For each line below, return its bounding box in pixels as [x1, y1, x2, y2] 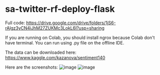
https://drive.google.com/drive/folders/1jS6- [26, 20, 116, 26]
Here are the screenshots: [5, 64, 58, 70]
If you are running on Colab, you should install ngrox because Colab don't [5, 35, 155, 40]
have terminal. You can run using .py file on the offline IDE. [5, 39, 124, 45]
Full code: [5, 20, 25, 26]
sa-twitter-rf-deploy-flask [5, 3, 115, 15]
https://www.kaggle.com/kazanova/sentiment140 [5, 54, 105, 60]
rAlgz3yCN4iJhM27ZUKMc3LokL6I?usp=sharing [5, 25, 105, 31]
